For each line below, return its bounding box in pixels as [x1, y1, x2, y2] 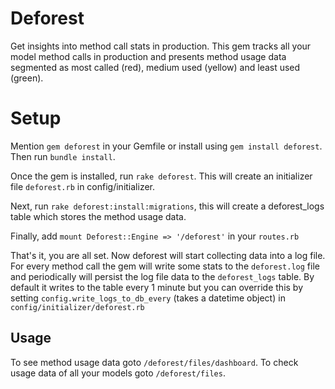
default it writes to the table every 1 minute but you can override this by [10, 281, 304, 293]
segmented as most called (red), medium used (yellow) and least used [10, 61, 301, 73]
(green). [10, 72, 44, 84]
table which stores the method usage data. [10, 210, 187, 222]
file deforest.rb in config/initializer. [10, 180, 155, 192]
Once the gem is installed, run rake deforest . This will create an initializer [10, 170, 313, 182]
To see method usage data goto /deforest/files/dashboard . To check [10, 356, 299, 368]
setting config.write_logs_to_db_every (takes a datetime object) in [10, 292, 286, 304]
